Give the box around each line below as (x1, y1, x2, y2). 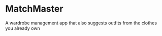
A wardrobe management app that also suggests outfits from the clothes (5, 20, 157, 26)
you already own (5, 25, 40, 31)
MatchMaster (5, 3, 63, 15)
